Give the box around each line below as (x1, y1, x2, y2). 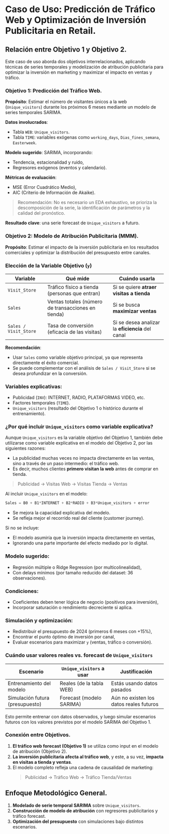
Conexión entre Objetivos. (5, 731, 71, 739)
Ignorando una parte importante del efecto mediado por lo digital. (12, 540, 148, 546)
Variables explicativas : (5, 383, 62, 390)
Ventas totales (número (47, 298, 103, 305)
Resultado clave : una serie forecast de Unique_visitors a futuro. (5, 220, 140, 226)
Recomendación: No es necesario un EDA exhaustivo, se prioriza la (17, 200, 157, 206)
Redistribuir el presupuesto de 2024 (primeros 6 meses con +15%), (12, 628, 152, 634)
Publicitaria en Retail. (5, 25, 96, 36)
